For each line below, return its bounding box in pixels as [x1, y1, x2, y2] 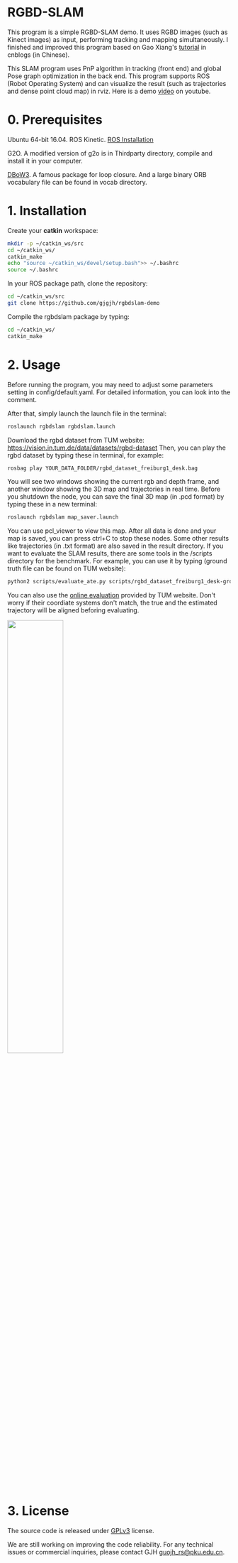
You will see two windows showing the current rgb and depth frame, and [7, 477, 220, 486]
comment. [7, 395, 37, 404]
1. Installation [7, 203, 87, 219]
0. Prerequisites [7, 112, 103, 128]
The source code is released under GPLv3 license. [7, 1527, 154, 1535]
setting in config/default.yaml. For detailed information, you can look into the [7, 388, 231, 396]
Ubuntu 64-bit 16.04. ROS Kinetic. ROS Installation [7, 135, 154, 144]
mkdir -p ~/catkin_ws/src [7, 239, 84, 247]
